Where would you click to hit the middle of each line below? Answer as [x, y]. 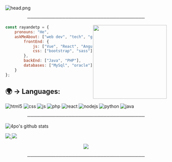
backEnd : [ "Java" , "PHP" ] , [52, 61]
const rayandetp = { [27, 27]
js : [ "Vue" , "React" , [56, 46]
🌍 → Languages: [33, 92]
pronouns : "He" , [32, 32]
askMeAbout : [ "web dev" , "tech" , [50, 37]
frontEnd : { [37, 42]
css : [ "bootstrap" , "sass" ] [63, 51]
